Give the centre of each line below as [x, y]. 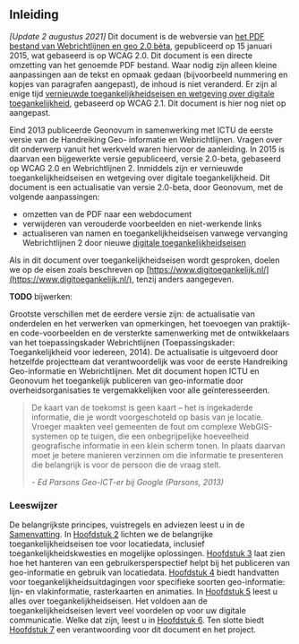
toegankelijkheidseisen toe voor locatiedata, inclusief [107, 544]
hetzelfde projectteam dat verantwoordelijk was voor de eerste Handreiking [149, 361]
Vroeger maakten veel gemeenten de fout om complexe [134, 426]
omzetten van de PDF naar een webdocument [107, 213]
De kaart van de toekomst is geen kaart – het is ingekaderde [142, 407]
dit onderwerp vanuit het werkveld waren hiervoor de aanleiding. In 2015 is [147, 149]
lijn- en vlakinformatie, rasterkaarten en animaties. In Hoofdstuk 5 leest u [143, 592]
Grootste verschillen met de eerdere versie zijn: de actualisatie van [132, 314]
